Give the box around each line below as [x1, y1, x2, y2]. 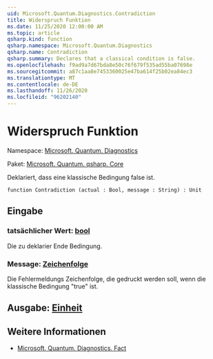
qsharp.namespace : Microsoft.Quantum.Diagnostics [7, 42, 153, 49]
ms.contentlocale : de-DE [7, 81, 79, 88]
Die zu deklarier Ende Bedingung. [7, 241, 103, 250]
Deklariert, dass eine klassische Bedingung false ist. [7, 173, 155, 181]
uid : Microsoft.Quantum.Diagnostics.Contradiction [7, 10, 156, 17]
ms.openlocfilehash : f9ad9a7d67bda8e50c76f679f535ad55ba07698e [7, 62, 193, 68]
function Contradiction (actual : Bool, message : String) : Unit [7, 186, 202, 194]
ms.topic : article [7, 29, 60, 37]
